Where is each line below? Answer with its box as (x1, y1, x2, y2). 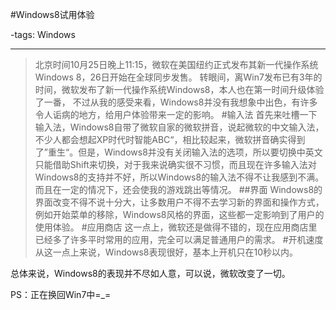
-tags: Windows (10, 29, 76, 40)
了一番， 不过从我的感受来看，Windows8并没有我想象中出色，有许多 (34, 96, 318, 108)
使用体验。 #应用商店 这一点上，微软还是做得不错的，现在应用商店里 (34, 221, 318, 233)
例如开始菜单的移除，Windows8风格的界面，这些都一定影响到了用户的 (34, 209, 325, 220)
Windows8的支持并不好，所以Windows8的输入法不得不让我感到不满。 (34, 171, 325, 183)
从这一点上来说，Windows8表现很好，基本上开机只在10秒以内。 (34, 246, 299, 258)
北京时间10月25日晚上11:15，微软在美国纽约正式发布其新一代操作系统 (34, 59, 319, 70)
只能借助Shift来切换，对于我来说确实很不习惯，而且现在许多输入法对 (34, 159, 317, 170)
